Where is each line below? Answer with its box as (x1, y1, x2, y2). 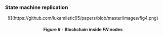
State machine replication (5, 4, 68, 11)
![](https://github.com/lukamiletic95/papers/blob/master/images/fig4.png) (7, 15, 159, 21)
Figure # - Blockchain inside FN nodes (43, 26, 123, 32)
